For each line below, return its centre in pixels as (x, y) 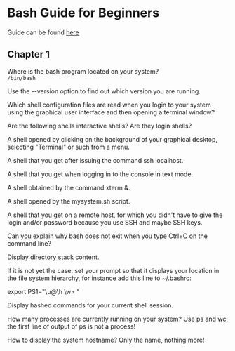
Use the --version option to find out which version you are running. (104, 91)
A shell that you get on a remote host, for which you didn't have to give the (115, 215)
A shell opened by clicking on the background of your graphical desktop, (113, 139)
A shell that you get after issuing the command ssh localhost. (95, 160)
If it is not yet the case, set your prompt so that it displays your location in (113, 270)
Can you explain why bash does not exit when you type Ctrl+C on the (108, 236)
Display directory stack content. (53, 257)
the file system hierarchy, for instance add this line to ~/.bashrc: (99, 278)
